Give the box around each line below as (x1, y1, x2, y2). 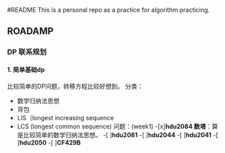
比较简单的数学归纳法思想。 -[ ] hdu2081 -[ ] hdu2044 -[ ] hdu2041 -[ (23, 130, 218, 139)
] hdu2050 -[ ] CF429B (16, 138, 81, 146)
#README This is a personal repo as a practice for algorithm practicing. (7, 6, 211, 14)
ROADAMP (7, 25, 54, 37)
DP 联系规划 (7, 47, 47, 57)
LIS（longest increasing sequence (16, 113, 115, 122)
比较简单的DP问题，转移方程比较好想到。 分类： (7, 82, 143, 90)
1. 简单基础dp (7, 65, 45, 74)
